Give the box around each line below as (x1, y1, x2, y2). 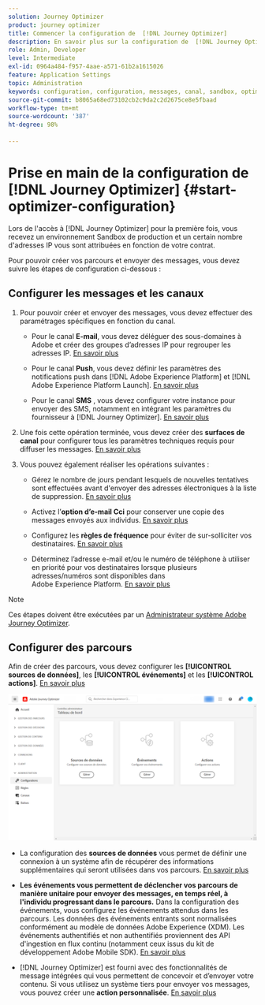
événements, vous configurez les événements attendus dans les (19, 905, 229, 914)
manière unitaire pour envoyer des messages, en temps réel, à (19, 888, 229, 898)
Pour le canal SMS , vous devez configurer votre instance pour (31, 395, 236, 405)
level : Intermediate (8, 54, 77, 62)
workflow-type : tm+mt (8, 104, 80, 112)
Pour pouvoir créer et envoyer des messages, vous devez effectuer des (19, 307, 253, 317)
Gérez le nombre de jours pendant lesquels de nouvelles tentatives (31, 475, 249, 484)
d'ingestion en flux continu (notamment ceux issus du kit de (19, 939, 215, 948)
